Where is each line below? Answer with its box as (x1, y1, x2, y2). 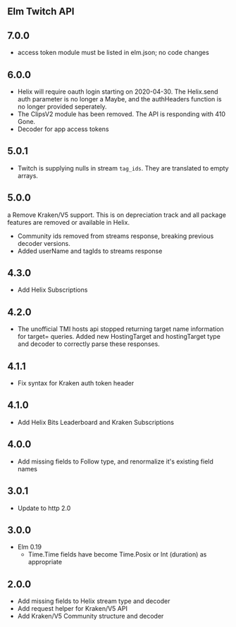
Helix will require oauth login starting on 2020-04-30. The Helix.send (17, 87, 218, 96)
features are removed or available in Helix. (7, 218, 130, 226)
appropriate (27, 558, 62, 566)
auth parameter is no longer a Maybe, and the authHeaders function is (17, 95, 222, 104)
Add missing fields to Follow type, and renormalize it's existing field (17, 457, 213, 466)
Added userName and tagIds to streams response (17, 247, 163, 255)
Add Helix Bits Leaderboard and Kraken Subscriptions (17, 418, 175, 426)
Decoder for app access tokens (17, 125, 109, 133)
